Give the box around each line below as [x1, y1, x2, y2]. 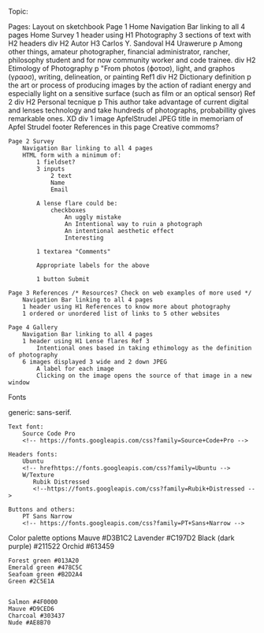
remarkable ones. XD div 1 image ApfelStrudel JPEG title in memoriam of [8, 114, 244, 123]
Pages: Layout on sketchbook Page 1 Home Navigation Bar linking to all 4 [8, 22, 246, 31]
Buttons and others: [8, 505, 76, 513]
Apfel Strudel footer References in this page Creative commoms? [8, 122, 219, 131]
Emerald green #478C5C [8, 564, 83, 572]
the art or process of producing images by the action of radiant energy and [8, 80, 251, 90]
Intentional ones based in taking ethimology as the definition [36, 344, 252, 352]
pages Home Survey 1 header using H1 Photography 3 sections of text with [8, 31, 251, 39]
